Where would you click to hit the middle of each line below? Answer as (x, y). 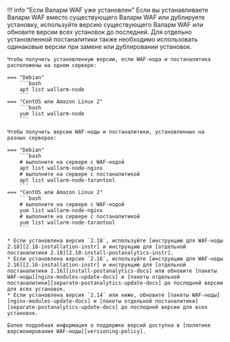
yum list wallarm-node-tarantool (67, 222)
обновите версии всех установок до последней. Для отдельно (100, 32)
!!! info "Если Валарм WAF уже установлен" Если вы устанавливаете (108, 10)
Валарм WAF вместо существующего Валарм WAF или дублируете (106, 17)
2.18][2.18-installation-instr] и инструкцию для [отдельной (97, 247)
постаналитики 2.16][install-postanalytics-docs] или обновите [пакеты (112, 271)
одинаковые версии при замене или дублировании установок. (100, 47)
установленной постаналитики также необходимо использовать (103, 39)
